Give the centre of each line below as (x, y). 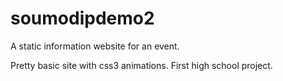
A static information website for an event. (95, 46)
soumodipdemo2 (82, 18)
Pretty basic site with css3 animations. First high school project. (141, 65)
